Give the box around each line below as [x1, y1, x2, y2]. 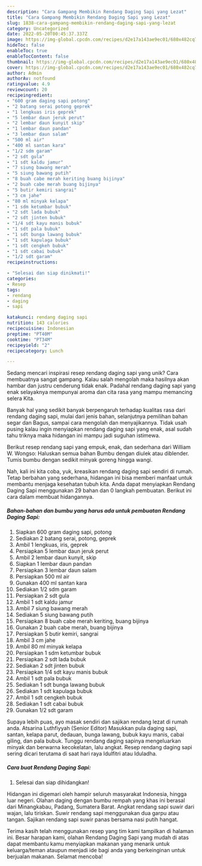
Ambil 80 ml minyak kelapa [15, 643, 83, 650]
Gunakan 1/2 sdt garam [15, 707, 74, 714]
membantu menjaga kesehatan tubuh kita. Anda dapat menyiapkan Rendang [7, 480, 195, 488]
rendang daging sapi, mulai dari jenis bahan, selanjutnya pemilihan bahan [7, 413, 188, 420]
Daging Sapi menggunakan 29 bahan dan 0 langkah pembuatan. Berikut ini [7, 487, 192, 494]
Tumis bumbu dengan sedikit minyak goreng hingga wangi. [7, 456, 153, 464]
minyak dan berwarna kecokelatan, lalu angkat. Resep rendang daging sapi [7, 744, 192, 751]
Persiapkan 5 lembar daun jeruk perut [15, 547, 109, 555]
